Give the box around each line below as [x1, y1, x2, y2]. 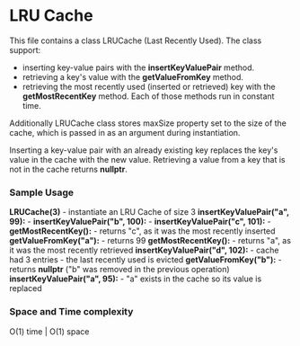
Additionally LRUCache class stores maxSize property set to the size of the [9, 118, 287, 129]
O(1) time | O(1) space [9, 325, 90, 337]
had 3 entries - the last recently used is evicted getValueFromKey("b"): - [9, 254, 282, 265]
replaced [9, 283, 42, 294]
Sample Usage [9, 186, 75, 199]
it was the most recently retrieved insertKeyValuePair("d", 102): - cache [9, 244, 279, 256]
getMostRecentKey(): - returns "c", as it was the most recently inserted [9, 226, 276, 236]
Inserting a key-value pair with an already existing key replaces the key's [9, 145, 278, 155]
